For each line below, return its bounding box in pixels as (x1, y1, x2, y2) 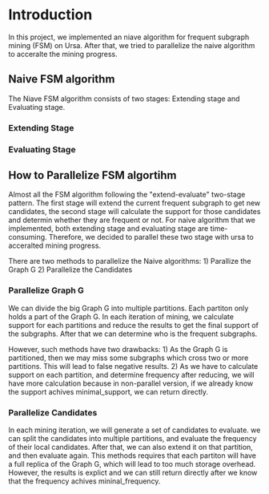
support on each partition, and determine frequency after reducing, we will (8, 370, 255, 379)
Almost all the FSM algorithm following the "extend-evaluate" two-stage (8, 190, 246, 200)
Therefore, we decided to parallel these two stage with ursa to (48, 233, 254, 242)
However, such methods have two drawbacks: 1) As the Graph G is (8, 344, 228, 354)
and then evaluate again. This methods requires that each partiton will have (8, 451, 256, 460)
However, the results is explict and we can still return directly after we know (8, 468, 258, 477)
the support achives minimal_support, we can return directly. (8, 387, 208, 396)
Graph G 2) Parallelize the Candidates (8, 265, 133, 274)
